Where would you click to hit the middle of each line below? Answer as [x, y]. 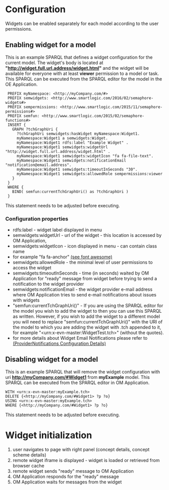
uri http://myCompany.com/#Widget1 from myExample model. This [78, 377]
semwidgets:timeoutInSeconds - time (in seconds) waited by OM [81, 273]
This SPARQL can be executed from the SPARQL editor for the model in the [84, 79]
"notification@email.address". [38, 165]
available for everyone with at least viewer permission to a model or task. [82, 73]
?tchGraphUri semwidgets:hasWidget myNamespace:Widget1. [78, 133]
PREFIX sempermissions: [33, 107]
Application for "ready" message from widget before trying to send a [85, 279]
